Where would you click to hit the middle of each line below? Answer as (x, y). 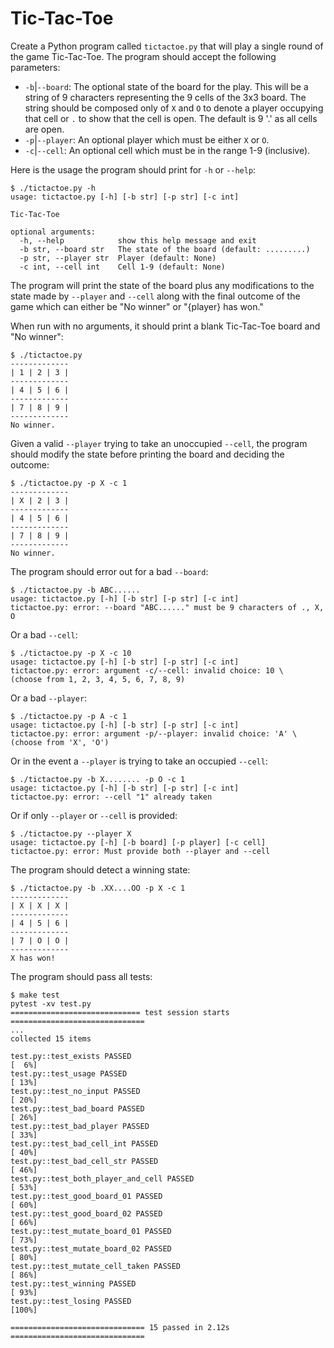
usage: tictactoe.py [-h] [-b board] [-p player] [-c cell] (138, 842)
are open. (44, 129)
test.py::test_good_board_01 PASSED (86, 1196)
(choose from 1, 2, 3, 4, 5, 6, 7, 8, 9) (98, 679)
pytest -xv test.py (51, 1003)
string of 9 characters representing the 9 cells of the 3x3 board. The (165, 97)
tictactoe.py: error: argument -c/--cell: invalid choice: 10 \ (147, 670)
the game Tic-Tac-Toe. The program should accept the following (143, 56)
